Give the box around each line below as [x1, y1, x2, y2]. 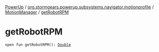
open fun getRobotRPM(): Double [5, 42, 71, 47]
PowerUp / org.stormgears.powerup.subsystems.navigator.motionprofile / [5, 4, 154, 10]
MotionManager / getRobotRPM [5, 9, 69, 15]
